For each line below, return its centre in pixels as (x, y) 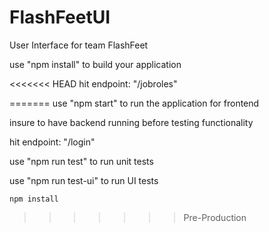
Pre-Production (215, 217)
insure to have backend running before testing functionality (131, 122)
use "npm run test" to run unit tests (81, 161)
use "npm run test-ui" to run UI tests (84, 180)
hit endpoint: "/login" (52, 142)
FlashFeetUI (60, 17)
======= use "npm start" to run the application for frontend (134, 103)
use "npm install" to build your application (95, 64)
